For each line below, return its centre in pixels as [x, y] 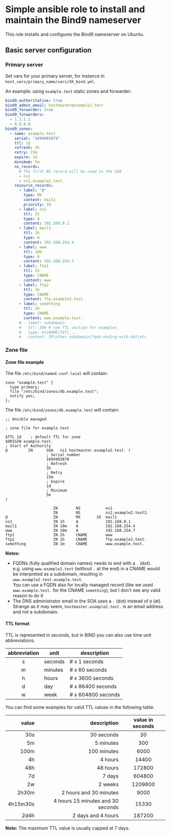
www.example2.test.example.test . [48, 580]
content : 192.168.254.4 [49, 242]
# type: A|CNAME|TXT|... [47, 332]
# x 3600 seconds [91, 678]
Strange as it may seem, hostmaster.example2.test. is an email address [88, 607]
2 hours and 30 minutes [90, 792]
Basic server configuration [48, 50]
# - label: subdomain [42, 323]
